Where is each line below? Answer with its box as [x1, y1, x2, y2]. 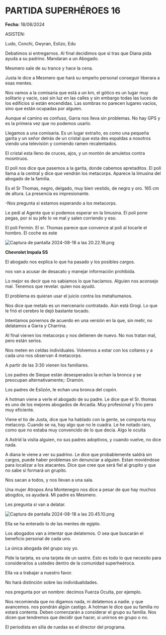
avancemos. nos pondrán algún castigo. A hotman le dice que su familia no [5, 604, 159, 610]
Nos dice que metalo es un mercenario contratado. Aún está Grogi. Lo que [5, 302, 158, 308]
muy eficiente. [5, 407, 35, 413]
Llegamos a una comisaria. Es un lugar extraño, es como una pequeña [5, 130, 149, 136]
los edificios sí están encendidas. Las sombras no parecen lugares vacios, [5, 100, 158, 106]
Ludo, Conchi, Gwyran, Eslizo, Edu [5, 40, 76, 47]
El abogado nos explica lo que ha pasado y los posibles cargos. [5, 259, 135, 265]
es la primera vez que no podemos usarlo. [5, 120, 91, 126]
